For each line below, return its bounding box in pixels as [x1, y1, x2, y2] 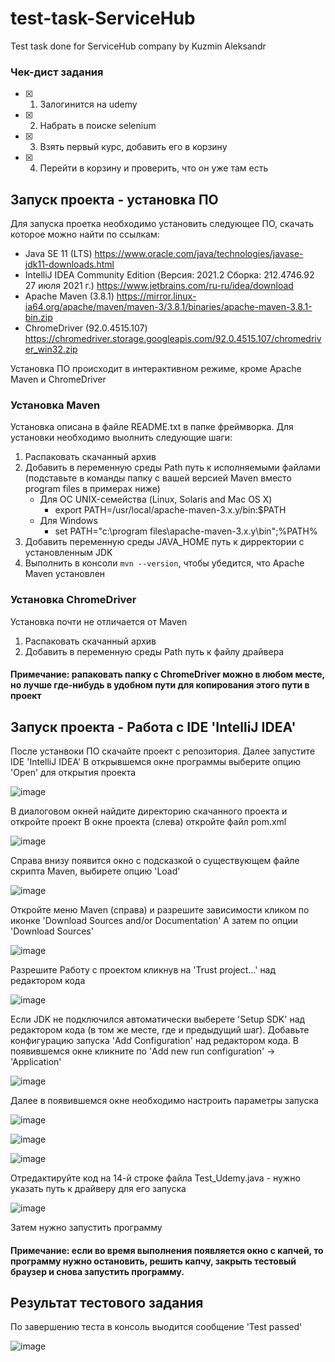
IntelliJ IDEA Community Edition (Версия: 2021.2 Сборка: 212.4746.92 [24, 269, 315, 281]
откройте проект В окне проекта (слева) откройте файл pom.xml [10, 816, 287, 828]
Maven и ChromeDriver [10, 373, 107, 386]
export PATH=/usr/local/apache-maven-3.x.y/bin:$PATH [54, 504, 287, 516]
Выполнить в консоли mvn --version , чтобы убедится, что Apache [24, 557, 305, 569]
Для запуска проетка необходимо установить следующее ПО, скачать [10, 218, 314, 230]
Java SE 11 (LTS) [24, 248, 93, 260]
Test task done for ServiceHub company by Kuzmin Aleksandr [10, 40, 267, 52]
